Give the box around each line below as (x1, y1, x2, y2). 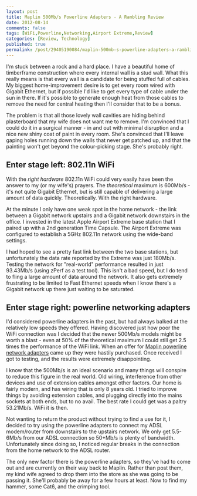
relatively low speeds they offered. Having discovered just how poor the (6, 324, 180, 332)
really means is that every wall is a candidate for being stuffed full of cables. (6, 75, 191, 82)
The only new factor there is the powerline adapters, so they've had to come (6, 458, 191, 465)
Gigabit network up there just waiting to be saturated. (6, 285, 135, 292)
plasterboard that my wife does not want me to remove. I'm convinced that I (6, 118, 189, 125)
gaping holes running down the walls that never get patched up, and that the (6, 136, 191, 144)
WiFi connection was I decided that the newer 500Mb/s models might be (6, 330, 182, 338)
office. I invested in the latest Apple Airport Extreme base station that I (6, 218, 176, 225)
